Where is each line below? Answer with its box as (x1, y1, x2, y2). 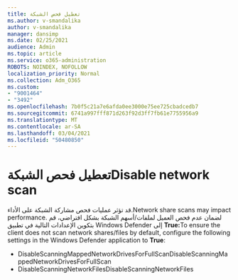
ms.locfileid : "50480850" (7, 136, 84, 143)
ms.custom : (7, 83, 40, 90)
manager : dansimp (7, 30, 59, 38)
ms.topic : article (7, 51, 62, 58)
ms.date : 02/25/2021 (7, 37, 69, 44)
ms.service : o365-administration (7, 57, 107, 64)
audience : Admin (7, 43, 55, 51)
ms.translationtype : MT (7, 116, 78, 123)
